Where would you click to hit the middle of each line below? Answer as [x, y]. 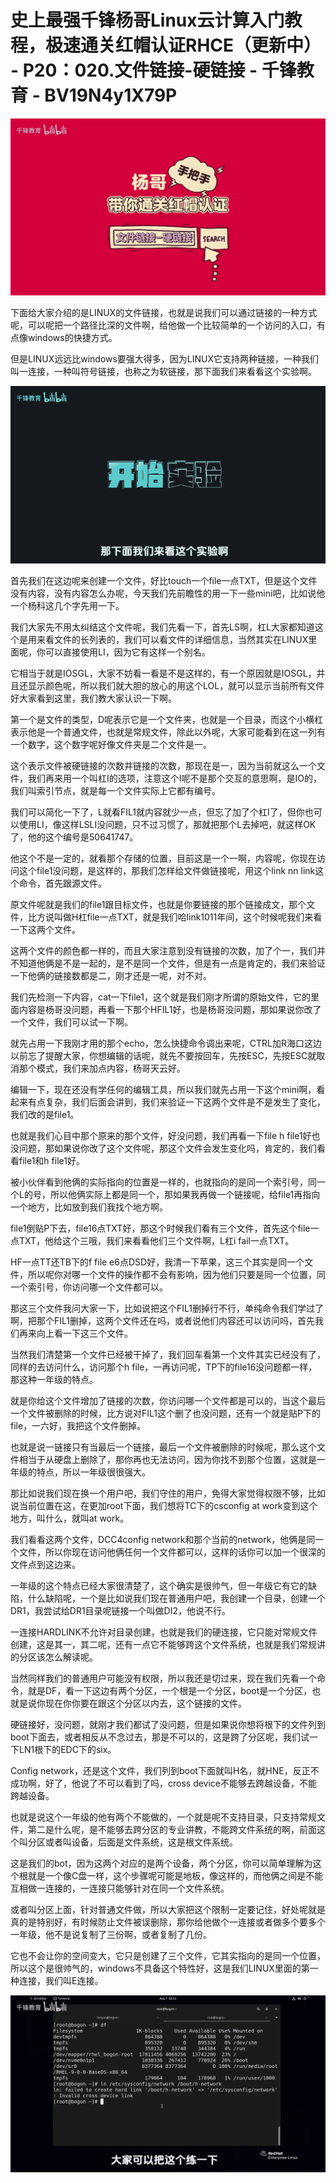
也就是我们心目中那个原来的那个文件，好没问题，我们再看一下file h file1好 [161, 1135]
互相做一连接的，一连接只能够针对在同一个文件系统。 [120, 1888]
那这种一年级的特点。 [54, 1379]
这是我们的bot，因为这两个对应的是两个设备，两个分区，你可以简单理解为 [161, 1863]
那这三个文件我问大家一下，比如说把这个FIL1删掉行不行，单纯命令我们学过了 [167, 1308]
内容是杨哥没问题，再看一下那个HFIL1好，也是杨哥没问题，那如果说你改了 [170, 1009]
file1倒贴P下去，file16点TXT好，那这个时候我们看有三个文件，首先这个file [160, 1228]
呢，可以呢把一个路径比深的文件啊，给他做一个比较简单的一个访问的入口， [163, 325]
